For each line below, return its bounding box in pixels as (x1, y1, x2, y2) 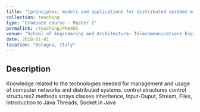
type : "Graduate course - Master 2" (6, 20, 97, 26)
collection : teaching (6, 14, 60, 20)
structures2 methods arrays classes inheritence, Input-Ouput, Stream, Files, (6, 92, 192, 99)
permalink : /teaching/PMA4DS (6, 25, 79, 32)
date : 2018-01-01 (6, 36, 49, 42)
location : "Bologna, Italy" (6, 42, 76, 48)
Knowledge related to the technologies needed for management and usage (6, 80, 190, 87)
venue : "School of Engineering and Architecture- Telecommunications (6, 31, 183, 37)
